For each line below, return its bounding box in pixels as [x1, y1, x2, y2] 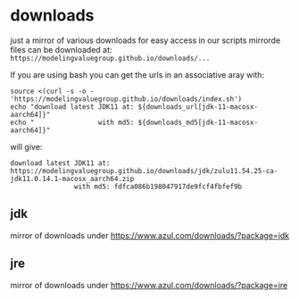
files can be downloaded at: [10, 44, 112, 54]
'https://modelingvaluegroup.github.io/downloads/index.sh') [10, 95, 243, 104]
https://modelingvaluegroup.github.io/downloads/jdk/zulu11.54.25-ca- [10, 166, 278, 175]
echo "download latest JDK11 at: [10, 102, 135, 112]
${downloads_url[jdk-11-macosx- [137, 102, 258, 112]
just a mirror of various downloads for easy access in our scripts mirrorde [10, 35, 281, 46]
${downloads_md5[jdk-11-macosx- [137, 118, 258, 127]
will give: [10, 141, 43, 152]
